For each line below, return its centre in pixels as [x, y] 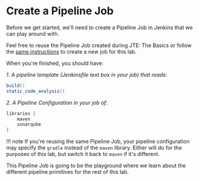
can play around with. [33, 33]
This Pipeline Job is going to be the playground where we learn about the [96, 166]
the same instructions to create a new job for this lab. [71, 51]
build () [16, 85]
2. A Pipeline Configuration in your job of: [57, 102]
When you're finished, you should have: [55, 63]
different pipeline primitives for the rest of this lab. [68, 172]
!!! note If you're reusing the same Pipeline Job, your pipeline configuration [98, 142]
